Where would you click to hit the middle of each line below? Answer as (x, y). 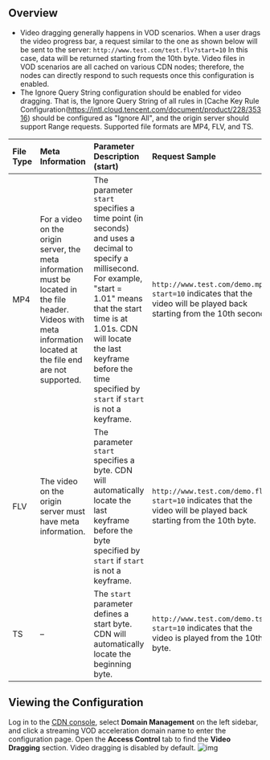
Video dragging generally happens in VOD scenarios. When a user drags (140, 32)
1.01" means (118, 298)
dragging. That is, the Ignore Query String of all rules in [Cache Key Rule (139, 100)
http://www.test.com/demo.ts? (210, 619)
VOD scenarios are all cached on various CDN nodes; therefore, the (132, 67)
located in (59, 289)
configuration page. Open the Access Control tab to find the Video (120, 739)
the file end (61, 359)
